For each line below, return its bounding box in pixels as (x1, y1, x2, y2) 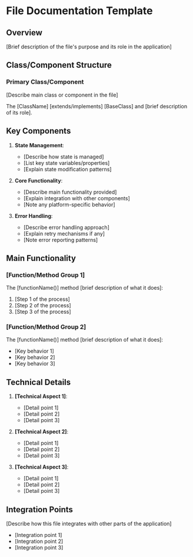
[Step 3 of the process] (14, 308, 72, 316)
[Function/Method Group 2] (6, 323, 86, 331)
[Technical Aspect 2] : (14, 428, 69, 435)
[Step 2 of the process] (14, 302, 71, 309)
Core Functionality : (14, 177, 63, 184)
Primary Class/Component (6, 78, 84, 86)
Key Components (6, 126, 71, 136)
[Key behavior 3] (14, 360, 55, 367)
